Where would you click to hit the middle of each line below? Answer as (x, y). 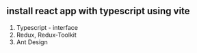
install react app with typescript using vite (98, 11)
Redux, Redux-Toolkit (46, 35)
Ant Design (32, 42)
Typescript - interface (47, 27)
